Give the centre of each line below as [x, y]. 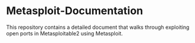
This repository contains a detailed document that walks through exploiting [98, 27]
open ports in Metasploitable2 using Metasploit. [65, 33]
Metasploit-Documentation [75, 11]
